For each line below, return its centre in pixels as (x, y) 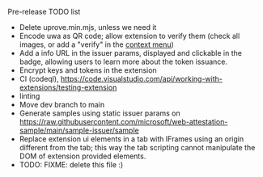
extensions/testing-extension (68, 87)
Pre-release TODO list (44, 12)
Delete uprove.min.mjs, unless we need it (88, 27)
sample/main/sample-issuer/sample (79, 130)
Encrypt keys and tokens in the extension (88, 70)
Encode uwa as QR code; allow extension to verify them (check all (129, 36)
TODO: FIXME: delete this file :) (71, 164)
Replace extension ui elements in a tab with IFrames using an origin (131, 139)
